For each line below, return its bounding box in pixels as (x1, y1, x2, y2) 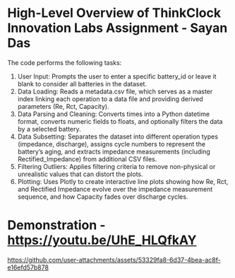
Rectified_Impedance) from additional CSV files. (17, 154, 157, 163)
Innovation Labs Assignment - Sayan (7, 20, 228, 36)
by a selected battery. (17, 124, 81, 133)
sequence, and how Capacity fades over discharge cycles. (17, 192, 188, 201)
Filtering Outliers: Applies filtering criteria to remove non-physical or (17, 162, 216, 170)
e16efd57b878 (7, 263, 49, 272)
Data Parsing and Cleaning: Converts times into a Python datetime (17, 110, 210, 118)
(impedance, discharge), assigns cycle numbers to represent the (17, 139, 206, 148)
